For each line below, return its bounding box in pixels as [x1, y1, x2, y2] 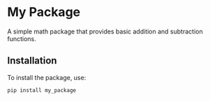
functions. [7, 34, 36, 42]
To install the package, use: [7, 73, 87, 81]
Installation [7, 55, 57, 67]
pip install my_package [7, 86, 77, 94]
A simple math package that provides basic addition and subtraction [7, 27, 204, 36]
